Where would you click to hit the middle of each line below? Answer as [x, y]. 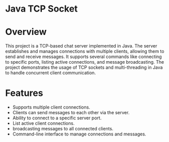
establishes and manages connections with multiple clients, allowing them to [85, 52]
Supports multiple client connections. [51, 107]
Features [24, 93]
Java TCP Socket [42, 9]
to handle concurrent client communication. [50, 73]
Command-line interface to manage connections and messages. [79, 134]
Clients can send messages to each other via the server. [71, 113]
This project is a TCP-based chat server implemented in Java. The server [81, 46]
